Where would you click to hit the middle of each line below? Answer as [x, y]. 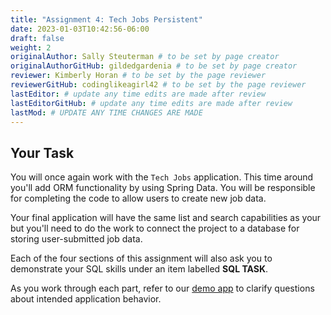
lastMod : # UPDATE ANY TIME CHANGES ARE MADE [106, 112]
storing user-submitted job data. [76, 239]
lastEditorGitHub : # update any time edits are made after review [151, 103]
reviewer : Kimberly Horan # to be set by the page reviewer [138, 76]
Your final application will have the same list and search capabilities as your [166, 218]
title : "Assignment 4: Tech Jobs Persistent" [106, 19]
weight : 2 [31, 47]
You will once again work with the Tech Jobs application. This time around [162, 177]
